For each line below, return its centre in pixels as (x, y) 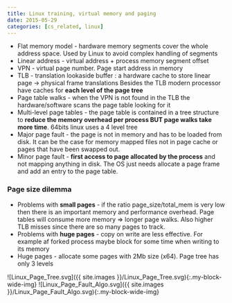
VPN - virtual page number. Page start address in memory (100, 68)
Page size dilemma (39, 189)
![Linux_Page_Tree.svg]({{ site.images (61, 277)
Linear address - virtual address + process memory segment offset (113, 61)
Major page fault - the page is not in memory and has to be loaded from (119, 135)
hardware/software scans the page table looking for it (94, 105)
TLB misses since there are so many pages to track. (91, 227)
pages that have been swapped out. (69, 149)
